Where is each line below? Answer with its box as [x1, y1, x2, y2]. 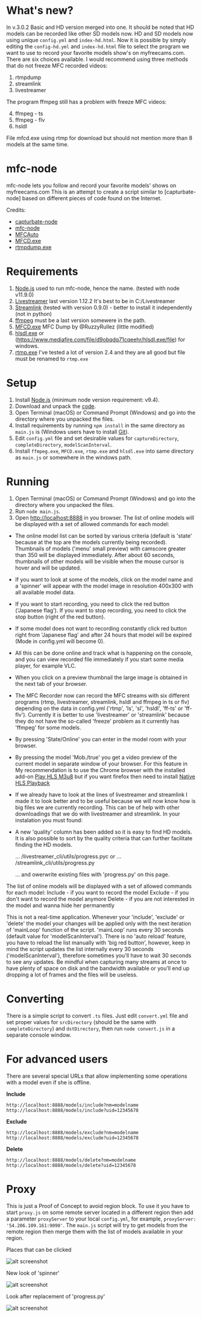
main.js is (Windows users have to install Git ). [14, 428, 130, 435]
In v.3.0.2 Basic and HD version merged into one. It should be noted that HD [6, 24, 194, 31]
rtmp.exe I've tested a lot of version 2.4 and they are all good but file [14, 348, 186, 356]
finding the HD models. [14, 841, 73, 848]
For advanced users [6, 1052, 109, 1066]
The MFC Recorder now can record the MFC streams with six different [14, 691, 190, 699]
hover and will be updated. [14, 564, 81, 571]
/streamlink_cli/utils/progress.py [14, 859, 95, 866]
